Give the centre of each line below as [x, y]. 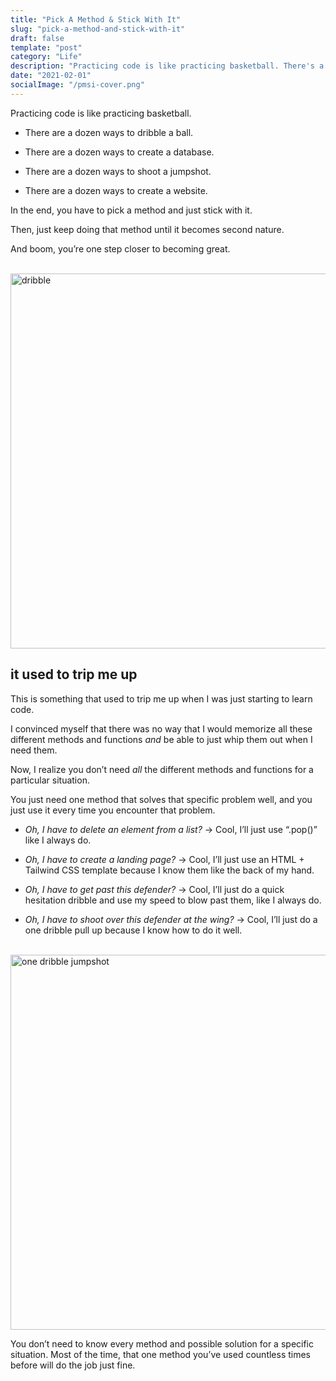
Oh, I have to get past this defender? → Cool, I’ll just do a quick [154, 889]
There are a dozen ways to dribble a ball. [109, 132]
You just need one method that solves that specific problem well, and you [161, 799]
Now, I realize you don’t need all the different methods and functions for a [162, 769]
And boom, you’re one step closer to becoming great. [120, 248]
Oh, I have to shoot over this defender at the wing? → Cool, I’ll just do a [171, 919]
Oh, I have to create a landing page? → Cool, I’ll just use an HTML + [164, 859]
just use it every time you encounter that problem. [113, 810]
